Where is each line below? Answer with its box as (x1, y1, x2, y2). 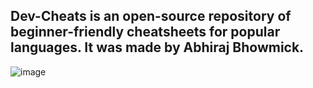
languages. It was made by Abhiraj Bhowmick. (10, 39, 305, 56)
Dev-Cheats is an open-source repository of (10, 8, 292, 25)
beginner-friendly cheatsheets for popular (10, 24, 281, 41)
